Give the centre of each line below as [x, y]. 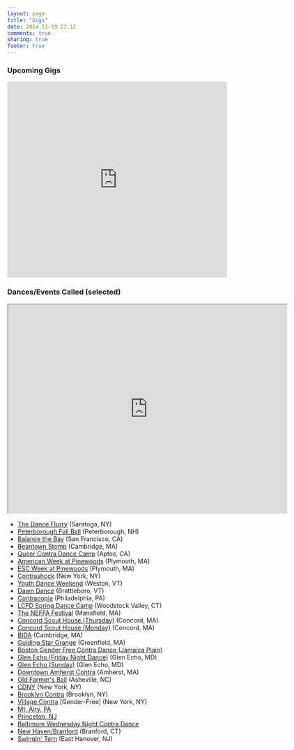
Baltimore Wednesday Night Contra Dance [78, 724]
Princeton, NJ [37, 716]
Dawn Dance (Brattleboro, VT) [61, 591]
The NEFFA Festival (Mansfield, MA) [69, 613]
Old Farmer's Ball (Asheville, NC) [64, 679]
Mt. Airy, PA [34, 709]
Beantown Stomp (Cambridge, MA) [68, 546]
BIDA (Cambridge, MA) [50, 635]
